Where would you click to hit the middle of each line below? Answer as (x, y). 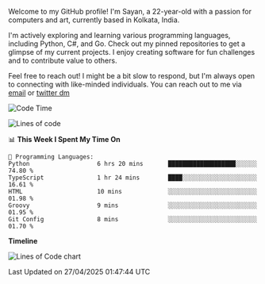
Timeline (23, 241)
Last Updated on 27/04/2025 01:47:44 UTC (79, 272)
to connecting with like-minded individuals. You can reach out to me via (125, 84)
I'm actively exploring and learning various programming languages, (119, 35)
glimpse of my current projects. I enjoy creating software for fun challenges (132, 52)
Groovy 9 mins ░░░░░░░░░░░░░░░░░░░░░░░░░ (133, 205)
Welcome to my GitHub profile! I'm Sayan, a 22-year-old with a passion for (130, 12)
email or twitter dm (39, 93)
